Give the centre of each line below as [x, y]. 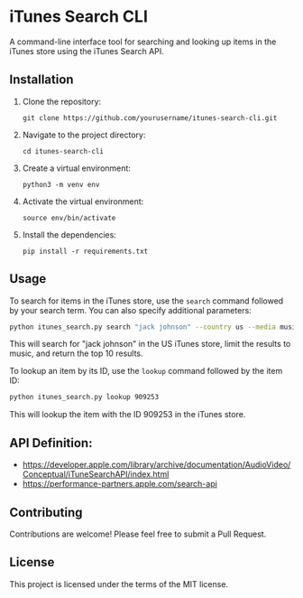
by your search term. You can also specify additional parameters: [131, 310]
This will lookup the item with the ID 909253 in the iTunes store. [128, 415]
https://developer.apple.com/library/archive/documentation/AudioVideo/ [156, 465]
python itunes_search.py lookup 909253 [84, 397]
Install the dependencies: [69, 234]
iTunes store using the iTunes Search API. [87, 51]
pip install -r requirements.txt [85, 251]
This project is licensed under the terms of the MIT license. [119, 584]
